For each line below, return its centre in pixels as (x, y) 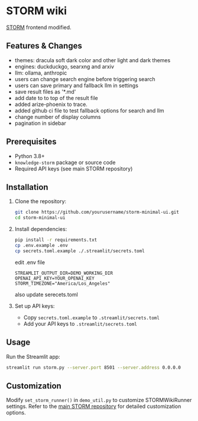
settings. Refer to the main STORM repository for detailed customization (94, 406)
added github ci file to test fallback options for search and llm (89, 110)
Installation (27, 187)
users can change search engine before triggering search (85, 79)
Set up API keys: (35, 306)
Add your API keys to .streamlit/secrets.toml (80, 323)
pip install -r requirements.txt (56, 240)
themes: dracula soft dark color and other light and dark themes (92, 60)
